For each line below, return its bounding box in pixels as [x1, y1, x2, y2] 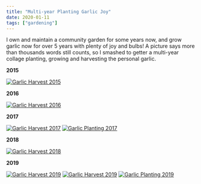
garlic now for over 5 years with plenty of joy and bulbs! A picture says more [6, 42, 195, 50]
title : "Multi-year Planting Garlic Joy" [6, 8, 112, 15]
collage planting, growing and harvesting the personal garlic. [6, 55, 157, 63]
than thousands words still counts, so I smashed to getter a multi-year [6, 49, 179, 56]
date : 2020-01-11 [6, 14, 50, 20]
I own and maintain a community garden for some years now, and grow [6, 36, 182, 44]
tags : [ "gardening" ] [6, 20, 58, 26]
